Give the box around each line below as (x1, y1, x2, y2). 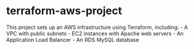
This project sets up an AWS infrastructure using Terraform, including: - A (6, 24, 188, 31)
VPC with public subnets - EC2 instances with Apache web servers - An (6, 30, 184, 37)
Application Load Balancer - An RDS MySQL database (6, 36, 140, 43)
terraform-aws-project (6, 4, 122, 18)
